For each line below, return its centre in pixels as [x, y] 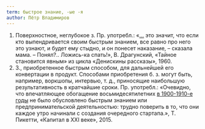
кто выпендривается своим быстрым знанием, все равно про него [103, 42]
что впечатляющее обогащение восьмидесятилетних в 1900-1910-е [104, 94]
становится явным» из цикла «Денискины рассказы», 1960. [94, 61]
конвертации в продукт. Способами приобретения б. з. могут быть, [104, 74]
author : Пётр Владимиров [38, 18]
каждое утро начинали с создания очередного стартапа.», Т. [95, 113]
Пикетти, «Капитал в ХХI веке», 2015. [64, 119]
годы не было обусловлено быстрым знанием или [81, 100]
